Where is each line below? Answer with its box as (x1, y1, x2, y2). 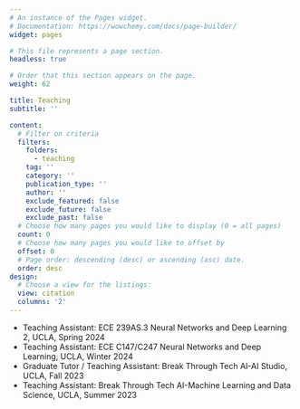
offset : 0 (17, 246, 54, 256)
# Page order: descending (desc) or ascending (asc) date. (17, 255, 246, 264)
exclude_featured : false (25, 196, 120, 205)
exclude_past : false (25, 214, 103, 223)
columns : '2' (17, 298, 67, 307)
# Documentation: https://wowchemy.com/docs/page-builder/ (9, 22, 237, 31)
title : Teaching (9, 96, 71, 105)
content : (9, 120, 43, 129)
